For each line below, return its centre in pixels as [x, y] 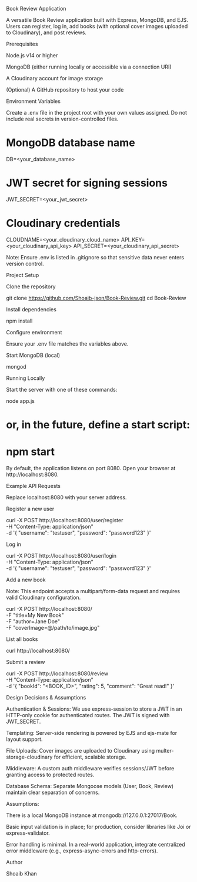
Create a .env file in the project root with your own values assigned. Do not [96, 113]
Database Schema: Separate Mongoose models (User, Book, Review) [90, 786]
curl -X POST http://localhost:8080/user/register [65, 520]
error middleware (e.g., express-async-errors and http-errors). [82, 851]
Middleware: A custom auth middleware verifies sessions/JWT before [90, 768]
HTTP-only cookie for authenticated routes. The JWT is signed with [88, 715]
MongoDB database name [71, 143]
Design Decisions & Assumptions [46, 697]
